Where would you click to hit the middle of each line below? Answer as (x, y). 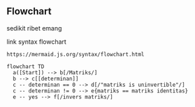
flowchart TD (26, 66)
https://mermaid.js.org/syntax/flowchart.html (75, 54)
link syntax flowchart (37, 42)
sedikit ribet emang (34, 28)
